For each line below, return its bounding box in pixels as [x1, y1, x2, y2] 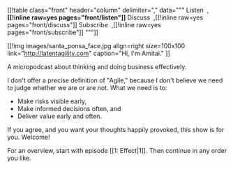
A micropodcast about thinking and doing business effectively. [7, 63, 187, 71]
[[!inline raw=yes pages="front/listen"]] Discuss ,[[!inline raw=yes [7, 13, 204, 22]
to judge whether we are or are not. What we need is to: [7, 84, 167, 91]
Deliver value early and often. [17, 112, 103, 120]
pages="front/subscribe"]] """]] [7, 28, 99, 36]
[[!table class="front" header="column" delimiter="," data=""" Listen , [7, 6, 209, 14]
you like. [7, 154, 31, 162]
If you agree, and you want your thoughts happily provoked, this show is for [7, 126, 225, 133]
